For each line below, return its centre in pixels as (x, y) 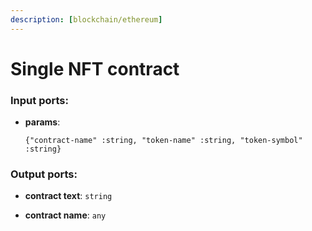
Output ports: (44, 174)
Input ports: (39, 100)
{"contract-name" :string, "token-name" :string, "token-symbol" (163, 141)
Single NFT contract (95, 68)
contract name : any (65, 215)
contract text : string (68, 196)
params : (42, 122)
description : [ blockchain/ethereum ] (86, 19)
